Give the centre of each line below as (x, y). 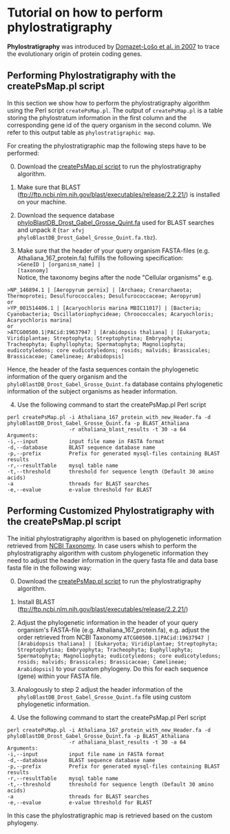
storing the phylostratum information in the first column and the (97, 117)
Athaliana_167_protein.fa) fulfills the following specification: (100, 258)
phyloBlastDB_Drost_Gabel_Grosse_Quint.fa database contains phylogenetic (115, 384)
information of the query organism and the (67, 376)
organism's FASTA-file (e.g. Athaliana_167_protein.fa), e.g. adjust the (113, 630)
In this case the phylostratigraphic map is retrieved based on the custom (110, 815)
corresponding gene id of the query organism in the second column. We (109, 125)
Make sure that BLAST (49, 187)
